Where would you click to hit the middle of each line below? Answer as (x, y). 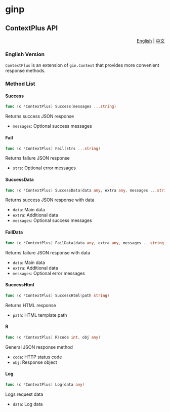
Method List (20, 84)
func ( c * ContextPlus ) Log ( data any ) (45, 384)
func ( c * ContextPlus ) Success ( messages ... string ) (61, 107)
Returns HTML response (31, 305)
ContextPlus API (32, 28)
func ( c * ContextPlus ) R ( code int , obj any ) (53, 337)
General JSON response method (39, 347)
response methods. (25, 71)
